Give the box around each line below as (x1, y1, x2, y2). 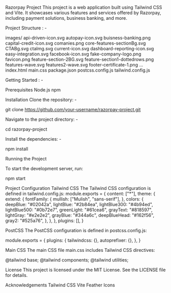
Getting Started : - (5, 77, 43, 83)
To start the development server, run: (5, 166, 83, 172)
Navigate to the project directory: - (5, 116, 78, 122)
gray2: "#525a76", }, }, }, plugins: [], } (5, 218, 84, 223)
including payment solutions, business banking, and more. (5, 15, 128, 21)
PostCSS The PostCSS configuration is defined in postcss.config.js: (5, 227, 147, 233)
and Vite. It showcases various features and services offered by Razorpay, (5, 10, 161, 16)
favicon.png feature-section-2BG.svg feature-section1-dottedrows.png (5, 56, 154, 62)
